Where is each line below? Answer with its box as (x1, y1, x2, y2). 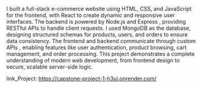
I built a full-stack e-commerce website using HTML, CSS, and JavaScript (6, 5, 192, 12)
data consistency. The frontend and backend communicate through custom (6, 38, 197, 44)
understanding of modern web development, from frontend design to (6, 57, 180, 64)
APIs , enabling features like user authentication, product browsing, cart (6, 44, 187, 51)
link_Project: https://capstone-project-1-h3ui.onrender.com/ (6, 75, 157, 82)
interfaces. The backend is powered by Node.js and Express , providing (6, 18, 186, 25)
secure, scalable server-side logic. (6, 63, 93, 70)
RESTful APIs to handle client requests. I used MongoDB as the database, (6, 24, 191, 32)
